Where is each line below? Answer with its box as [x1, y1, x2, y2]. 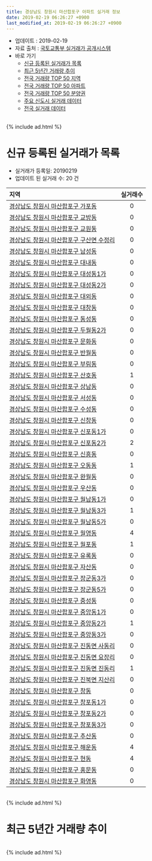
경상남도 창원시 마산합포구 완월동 [9, 473, 97, 481]
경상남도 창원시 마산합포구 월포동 [9, 541, 97, 549]
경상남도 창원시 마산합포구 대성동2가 [9, 281, 107, 289]
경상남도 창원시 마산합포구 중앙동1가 [9, 608, 107, 616]
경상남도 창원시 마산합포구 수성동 [9, 405, 97, 414]
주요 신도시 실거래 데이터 [23, 97, 82, 105]
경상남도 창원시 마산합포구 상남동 [9, 382, 97, 391]
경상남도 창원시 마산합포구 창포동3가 [9, 721, 107, 729]
